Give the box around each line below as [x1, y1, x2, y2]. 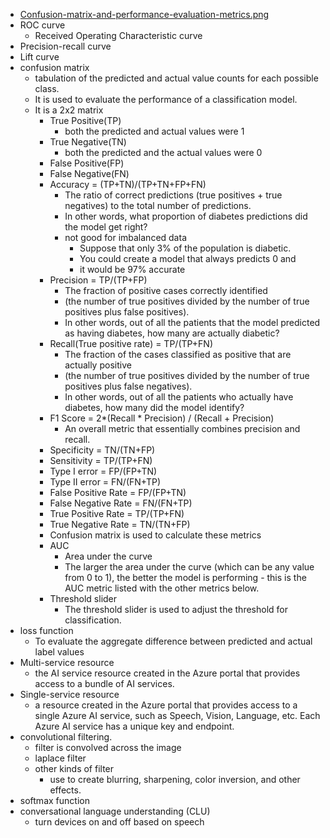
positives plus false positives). [64, 306, 190, 318]
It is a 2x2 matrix [34, 104, 104, 116]
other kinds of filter [34, 763, 115, 774]
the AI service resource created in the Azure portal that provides [34, 667, 301, 679]
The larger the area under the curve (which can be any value [64, 561, 315, 573]
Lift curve [19, 51, 60, 63]
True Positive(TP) [49, 115, 122, 126]
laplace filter [34, 752, 87, 764]
